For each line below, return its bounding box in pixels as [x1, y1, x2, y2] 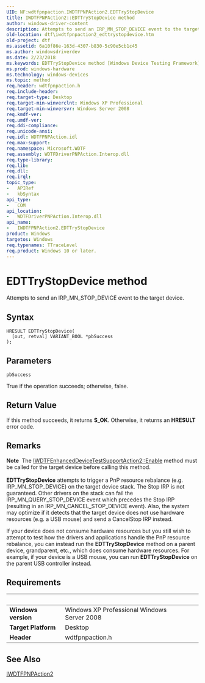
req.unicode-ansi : [6, 128, 53, 135]
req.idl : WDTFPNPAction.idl [6, 134, 78, 141]
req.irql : [6, 174, 32, 180]
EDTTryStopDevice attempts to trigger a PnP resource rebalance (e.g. [6, 476, 183, 484]
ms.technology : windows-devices [6, 72, 88, 78]
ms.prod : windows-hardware [6, 65, 75, 72]
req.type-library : [6, 157, 53, 163]
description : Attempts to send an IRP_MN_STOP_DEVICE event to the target [6, 26, 201, 32]
